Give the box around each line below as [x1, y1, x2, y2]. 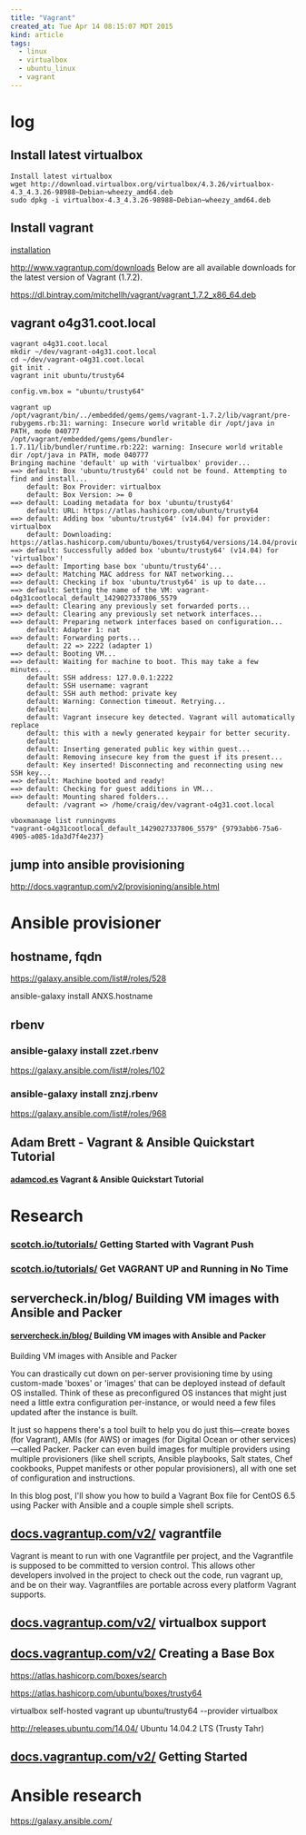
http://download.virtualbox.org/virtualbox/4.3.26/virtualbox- [30, 179, 275, 189]
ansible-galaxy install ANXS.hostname [10, 991, 153, 1002]
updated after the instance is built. [10, 1406, 139, 1417]
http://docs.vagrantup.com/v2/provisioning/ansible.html [10, 881, 221, 892]
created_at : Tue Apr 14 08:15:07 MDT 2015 [10, 22, 173, 31]
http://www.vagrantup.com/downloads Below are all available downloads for [10, 262, 296, 273]
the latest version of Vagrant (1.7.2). [10, 272, 143, 283]
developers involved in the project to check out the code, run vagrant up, [10, 1569, 284, 1581]
